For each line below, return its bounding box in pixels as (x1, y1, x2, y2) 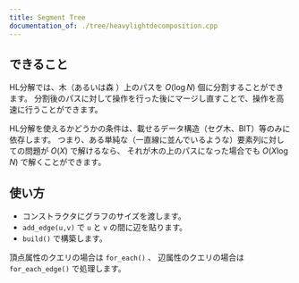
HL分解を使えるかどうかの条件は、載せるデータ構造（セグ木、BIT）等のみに (9, 123, 291, 134)
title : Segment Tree (9, 12, 87, 22)
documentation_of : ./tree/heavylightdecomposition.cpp (9, 21, 218, 30)
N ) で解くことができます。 (9, 157, 107, 168)
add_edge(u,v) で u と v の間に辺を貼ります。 (21, 222, 188, 233)
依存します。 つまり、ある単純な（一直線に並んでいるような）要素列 (9, 135, 261, 146)
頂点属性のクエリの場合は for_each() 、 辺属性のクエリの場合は (9, 252, 244, 263)
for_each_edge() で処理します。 (9, 263, 126, 274)
